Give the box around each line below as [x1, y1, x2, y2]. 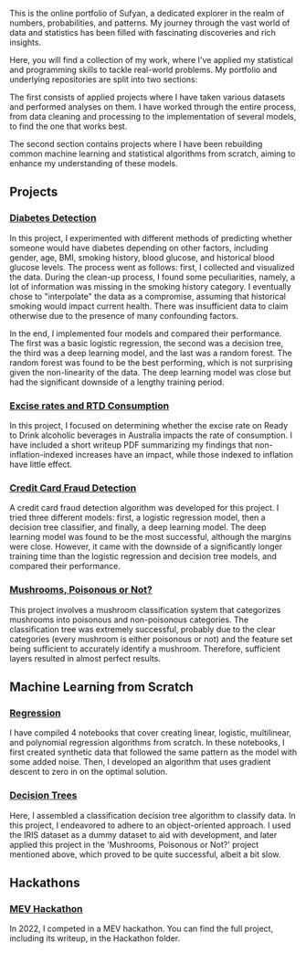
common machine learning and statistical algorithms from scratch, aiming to [9, 148, 296, 159]
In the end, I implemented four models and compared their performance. [9, 328, 282, 339]
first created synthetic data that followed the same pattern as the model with [9, 747, 298, 757]
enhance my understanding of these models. [9, 158, 178, 168]
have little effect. [9, 459, 73, 470]
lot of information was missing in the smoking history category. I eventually [9, 281, 292, 291]
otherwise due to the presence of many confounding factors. [9, 310, 239, 321]
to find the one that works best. [9, 121, 128, 132]
